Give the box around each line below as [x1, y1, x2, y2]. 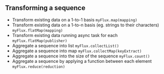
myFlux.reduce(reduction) [12, 64, 65, 69]
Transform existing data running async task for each [12, 32, 118, 38]
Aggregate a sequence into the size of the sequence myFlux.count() [12, 53, 150, 59]
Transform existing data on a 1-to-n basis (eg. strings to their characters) [12, 22, 159, 28]
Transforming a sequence [5, 4, 86, 12]
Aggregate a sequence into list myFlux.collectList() [12, 42, 119, 48]
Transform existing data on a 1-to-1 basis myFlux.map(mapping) [12, 17, 138, 22]
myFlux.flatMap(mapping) [12, 28, 63, 33]
